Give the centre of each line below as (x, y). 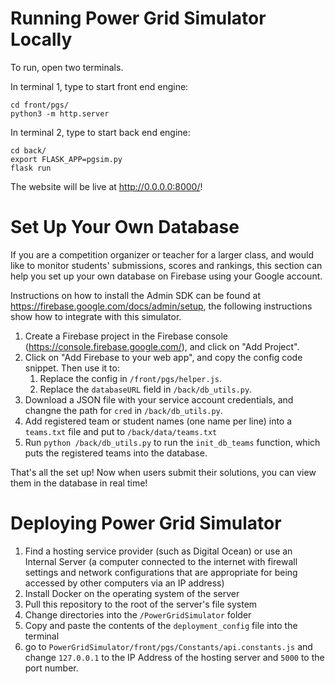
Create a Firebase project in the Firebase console (126, 336)
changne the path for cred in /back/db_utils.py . (123, 410)
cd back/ (28, 150)
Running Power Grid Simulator (138, 18)
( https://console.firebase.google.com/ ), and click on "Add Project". (162, 346)
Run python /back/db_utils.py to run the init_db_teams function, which (172, 442)
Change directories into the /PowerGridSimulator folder (138, 614)
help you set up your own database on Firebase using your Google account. (166, 276)
